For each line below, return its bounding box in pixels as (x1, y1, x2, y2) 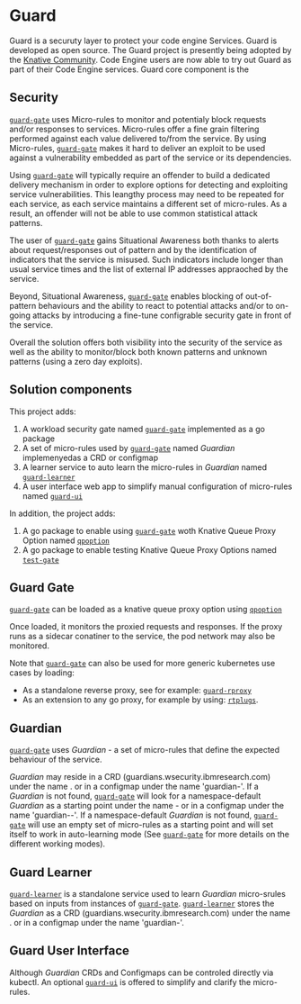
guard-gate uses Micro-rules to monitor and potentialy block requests (9, 113, 267, 124)
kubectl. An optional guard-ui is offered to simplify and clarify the (9, 976, 252, 987)
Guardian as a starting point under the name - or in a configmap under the (9, 800, 285, 811)
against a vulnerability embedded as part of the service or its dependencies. (9, 152, 292, 163)
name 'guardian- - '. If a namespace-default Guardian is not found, (9, 810, 252, 820)
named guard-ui (22, 490, 84, 501)
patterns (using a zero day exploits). (9, 356, 143, 366)
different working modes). (9, 838, 106, 849)
